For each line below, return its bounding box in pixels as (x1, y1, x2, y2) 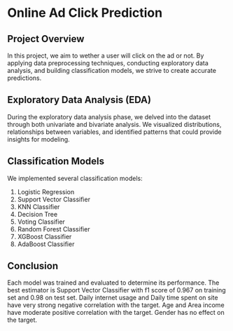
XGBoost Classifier (17, 232, 72, 241)
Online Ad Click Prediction (7, 5, 163, 21)
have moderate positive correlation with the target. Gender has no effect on (7, 309, 225, 317)
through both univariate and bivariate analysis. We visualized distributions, (7, 120, 222, 128)
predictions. (7, 74, 42, 82)
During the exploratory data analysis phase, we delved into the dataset (7, 112, 211, 121)
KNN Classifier (17, 202, 60, 211)
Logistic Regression (17, 187, 75, 196)
